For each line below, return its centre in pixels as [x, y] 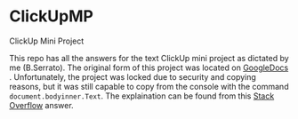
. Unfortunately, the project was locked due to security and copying [133, 76]
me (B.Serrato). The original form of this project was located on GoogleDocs [149, 67]
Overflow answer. [41, 105]
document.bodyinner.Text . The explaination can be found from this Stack [142, 96]
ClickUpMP [51, 16]
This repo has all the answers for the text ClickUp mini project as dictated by [149, 58]
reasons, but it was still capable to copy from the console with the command [149, 86]
